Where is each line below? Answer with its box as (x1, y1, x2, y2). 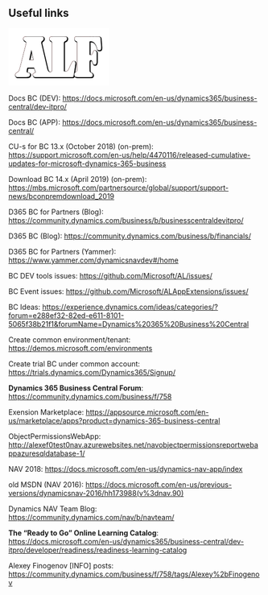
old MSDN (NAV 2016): (8, 479, 85, 490)
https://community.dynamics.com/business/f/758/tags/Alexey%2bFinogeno (8, 569, 260, 579)
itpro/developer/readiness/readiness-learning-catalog (8, 545, 188, 555)
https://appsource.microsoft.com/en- (85, 407, 209, 417)
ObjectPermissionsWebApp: (8, 431, 101, 441)
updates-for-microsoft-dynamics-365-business (8, 159, 167, 168)
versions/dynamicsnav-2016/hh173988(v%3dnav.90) (8, 488, 184, 498)
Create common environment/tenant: (8, 334, 131, 345)
